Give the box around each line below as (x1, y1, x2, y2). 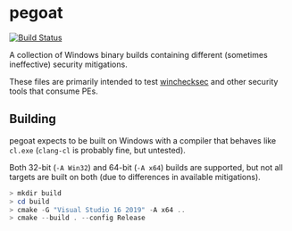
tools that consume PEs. (9, 86, 98, 96)
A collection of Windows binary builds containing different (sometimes (9, 49, 268, 60)
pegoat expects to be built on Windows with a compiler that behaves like (9, 135, 277, 145)
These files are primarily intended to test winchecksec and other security (9, 76, 279, 87)
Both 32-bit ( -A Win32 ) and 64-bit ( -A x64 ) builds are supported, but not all (9, 161, 283, 172)
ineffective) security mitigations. (9, 59, 128, 70)
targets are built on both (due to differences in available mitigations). (9, 171, 261, 182)
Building (9, 111, 56, 127)
